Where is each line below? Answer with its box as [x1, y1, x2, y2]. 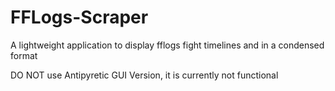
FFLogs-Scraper [10, 6, 149, 29]
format [10, 49, 38, 61]
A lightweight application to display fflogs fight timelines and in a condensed [10, 39, 325, 51]
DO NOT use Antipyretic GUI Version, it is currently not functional [10, 69, 279, 81]
